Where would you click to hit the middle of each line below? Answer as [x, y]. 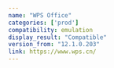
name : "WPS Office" [40, 15]
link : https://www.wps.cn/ [52, 52]
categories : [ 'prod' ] [44, 23]
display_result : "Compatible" [58, 37]
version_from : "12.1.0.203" [54, 45]
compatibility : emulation [50, 30]
